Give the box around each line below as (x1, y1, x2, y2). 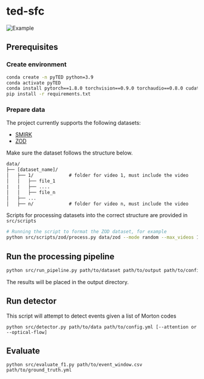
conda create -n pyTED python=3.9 (6, 74, 94, 80)
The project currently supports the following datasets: (6, 119, 141, 127)
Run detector (6, 296, 56, 307)
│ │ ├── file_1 (6, 178, 56, 184)
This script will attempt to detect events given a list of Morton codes (6, 312, 177, 319)
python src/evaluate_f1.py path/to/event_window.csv (6, 362, 143, 368)
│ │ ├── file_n (6, 189, 56, 195)
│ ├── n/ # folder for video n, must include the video (6, 201, 189, 207)
